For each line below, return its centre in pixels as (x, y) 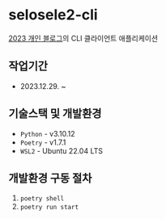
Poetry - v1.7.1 (43, 142)
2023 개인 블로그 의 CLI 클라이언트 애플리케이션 (83, 38)
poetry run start (49, 208)
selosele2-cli (53, 15)
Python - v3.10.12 (47, 133)
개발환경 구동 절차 (50, 178)
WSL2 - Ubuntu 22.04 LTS (62, 150)
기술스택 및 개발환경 (55, 114)
